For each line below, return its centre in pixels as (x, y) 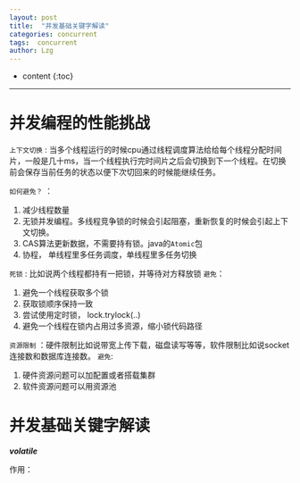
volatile (24, 451)
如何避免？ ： (31, 191)
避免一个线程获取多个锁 (65, 293)
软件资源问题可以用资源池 (69, 387)
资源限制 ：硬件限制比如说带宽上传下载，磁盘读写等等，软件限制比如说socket (150, 346)
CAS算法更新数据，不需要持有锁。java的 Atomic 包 (112, 244)
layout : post (33, 17)
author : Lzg (31, 51)
